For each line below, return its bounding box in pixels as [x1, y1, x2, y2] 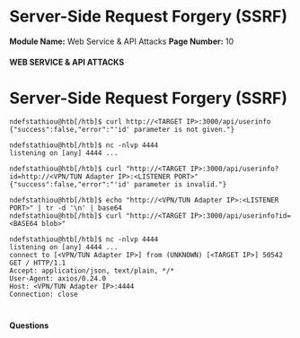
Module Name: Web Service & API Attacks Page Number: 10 [9, 36, 234, 47]
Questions [9, 320, 49, 331]
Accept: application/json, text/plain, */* [9, 266, 175, 275]
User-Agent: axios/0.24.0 [9, 274, 106, 283]
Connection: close [9, 290, 78, 299]
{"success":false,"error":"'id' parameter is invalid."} [9, 180, 227, 189]
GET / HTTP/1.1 [9, 258, 66, 268]
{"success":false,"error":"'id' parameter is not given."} [9, 126, 235, 134]
